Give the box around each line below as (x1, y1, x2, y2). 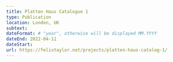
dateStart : (6, 42, 33, 48)
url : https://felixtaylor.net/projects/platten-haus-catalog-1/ (6, 47, 168, 53)
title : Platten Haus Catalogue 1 (6, 8, 89, 15)
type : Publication (6, 14, 51, 20)
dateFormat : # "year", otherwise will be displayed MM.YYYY (6, 31, 158, 37)
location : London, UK (6, 19, 60, 25)
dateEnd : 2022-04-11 (6, 36, 57, 42)
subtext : (6, 25, 28, 31)
